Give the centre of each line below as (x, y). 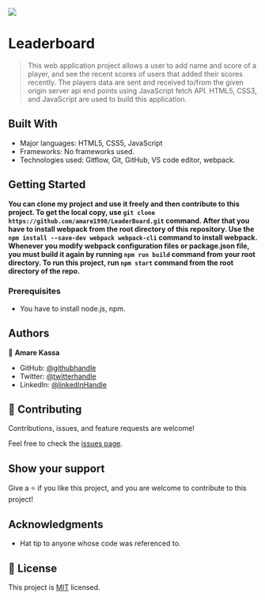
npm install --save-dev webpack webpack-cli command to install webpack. (133, 237)
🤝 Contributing (45, 410)
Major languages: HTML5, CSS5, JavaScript (91, 143)
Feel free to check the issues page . (65, 443)
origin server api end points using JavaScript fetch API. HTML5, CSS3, (142, 90)
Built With (33, 124)
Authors (29, 333)
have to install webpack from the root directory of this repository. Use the (131, 228)
